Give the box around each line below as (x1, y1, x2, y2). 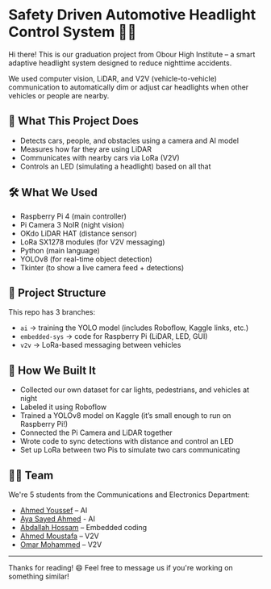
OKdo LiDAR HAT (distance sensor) (19, 228, 137, 238)
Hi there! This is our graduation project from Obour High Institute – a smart (8, 49, 256, 59)
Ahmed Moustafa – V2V (19, 531, 99, 541)
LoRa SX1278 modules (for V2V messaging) (19, 236, 165, 247)
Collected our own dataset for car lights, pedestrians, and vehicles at (19, 385, 250, 395)
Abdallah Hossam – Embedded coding (19, 523, 148, 532)
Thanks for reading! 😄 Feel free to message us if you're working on (8, 563, 234, 572)
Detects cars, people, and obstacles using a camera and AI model (19, 136, 240, 145)
